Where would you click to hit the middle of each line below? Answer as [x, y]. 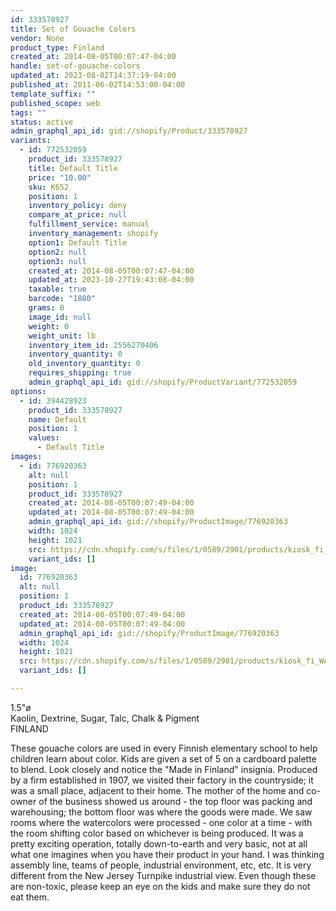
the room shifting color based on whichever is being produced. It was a [157, 833]
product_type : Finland [57, 47]
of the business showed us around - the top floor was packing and [175, 801]
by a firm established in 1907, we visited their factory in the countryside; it [162, 780]
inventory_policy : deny [78, 206]
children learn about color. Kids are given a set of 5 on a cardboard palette [163, 758]
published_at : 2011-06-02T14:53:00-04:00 [98, 85]
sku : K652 [49, 187]
